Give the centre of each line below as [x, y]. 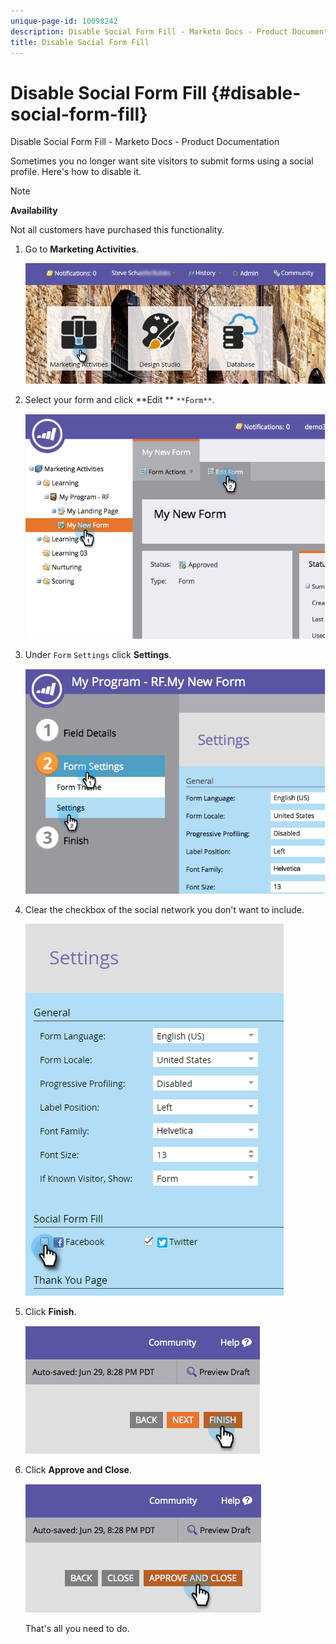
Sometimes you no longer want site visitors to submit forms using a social [162, 161]
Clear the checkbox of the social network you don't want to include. [164, 910]
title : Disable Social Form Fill [80, 42]
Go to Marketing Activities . [82, 249]
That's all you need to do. [77, 1629]
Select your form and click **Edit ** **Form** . [119, 399]
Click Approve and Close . [78, 1470]
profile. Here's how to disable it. [76, 172]
